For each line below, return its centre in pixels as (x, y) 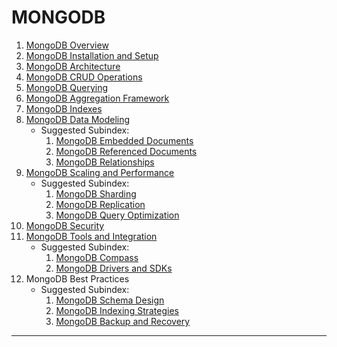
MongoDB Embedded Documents (124, 140)
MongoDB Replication (100, 204)
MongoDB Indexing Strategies (117, 310)
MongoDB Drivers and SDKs (114, 268)
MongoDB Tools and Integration (91, 236)
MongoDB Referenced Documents (126, 151)
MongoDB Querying (67, 87)
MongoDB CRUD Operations (84, 77)
